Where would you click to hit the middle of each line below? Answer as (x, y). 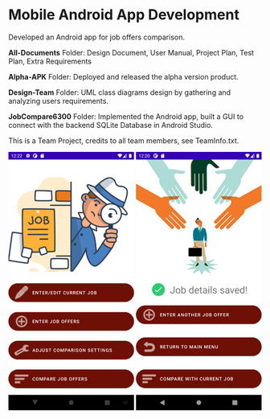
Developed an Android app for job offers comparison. (96, 37)
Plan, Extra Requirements (50, 61)
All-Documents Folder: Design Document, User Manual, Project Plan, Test (131, 52)
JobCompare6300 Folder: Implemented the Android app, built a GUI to (126, 116)
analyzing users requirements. (58, 101)
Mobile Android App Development (124, 15)
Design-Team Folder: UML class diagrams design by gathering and (120, 92)
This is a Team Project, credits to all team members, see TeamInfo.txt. (124, 140)
